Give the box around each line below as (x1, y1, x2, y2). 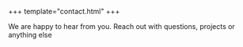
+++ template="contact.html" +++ (8, 7, 120, 16)
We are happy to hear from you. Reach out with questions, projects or (8, 22, 235, 31)
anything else (8, 31, 53, 39)
